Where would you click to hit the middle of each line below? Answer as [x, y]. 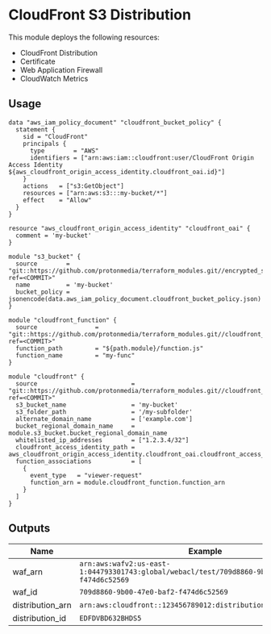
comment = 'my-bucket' [54, 236]
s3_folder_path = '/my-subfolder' [104, 412]
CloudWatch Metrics [54, 78]
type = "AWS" [64, 151]
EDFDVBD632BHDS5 [110, 618]
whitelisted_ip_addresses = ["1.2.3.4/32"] [102, 440]
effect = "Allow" [57, 200]
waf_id [25, 592]
